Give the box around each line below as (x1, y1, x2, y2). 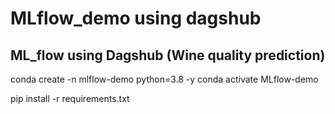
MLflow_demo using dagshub (10, 7, 262, 30)
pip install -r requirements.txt (10, 93, 130, 104)
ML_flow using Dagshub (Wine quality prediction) (10, 47, 326, 64)
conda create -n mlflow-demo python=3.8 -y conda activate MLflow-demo (10, 73, 319, 85)
